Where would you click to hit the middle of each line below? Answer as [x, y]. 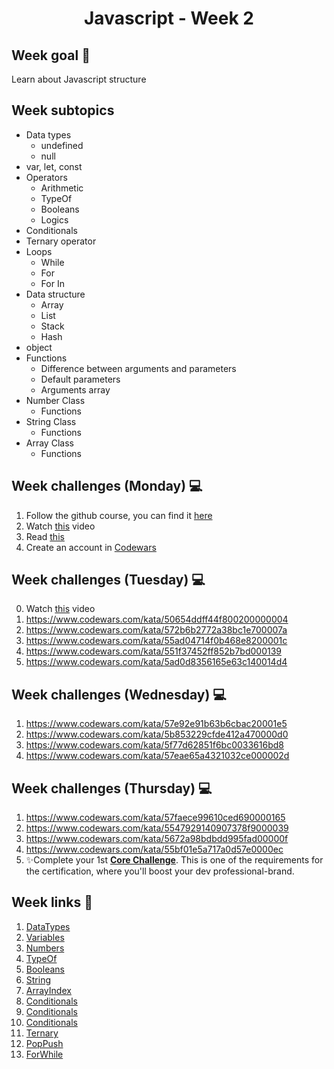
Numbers [45, 948]
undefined [62, 145]
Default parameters [80, 379]
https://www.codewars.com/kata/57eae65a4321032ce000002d [157, 756]
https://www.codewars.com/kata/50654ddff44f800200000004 [157, 619]
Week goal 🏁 [51, 55]
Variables [45, 937]
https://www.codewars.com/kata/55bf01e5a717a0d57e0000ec [154, 849]
